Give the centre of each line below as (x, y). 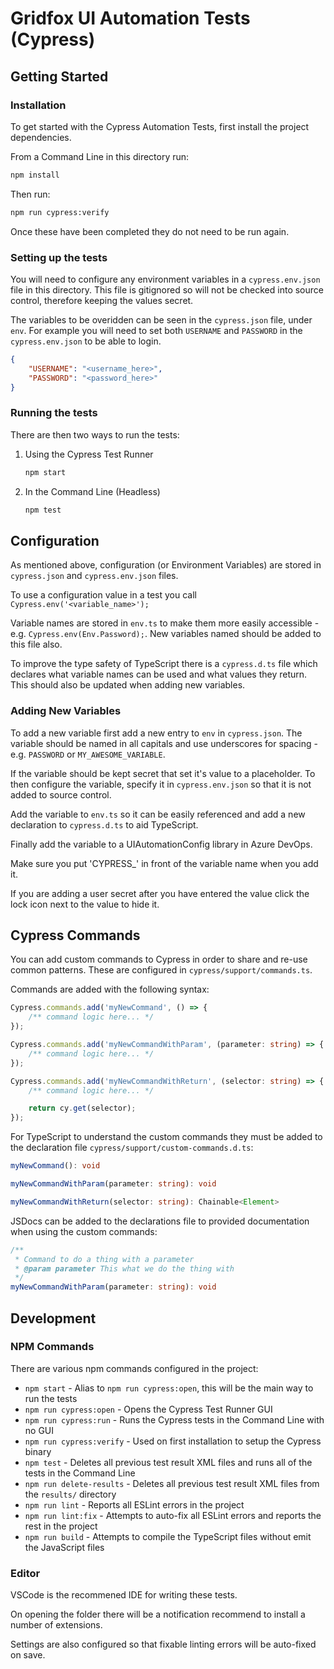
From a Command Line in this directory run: (100, 156)
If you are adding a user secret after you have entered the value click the (160, 893)
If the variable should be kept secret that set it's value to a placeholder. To (163, 773)
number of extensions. (56, 1625)
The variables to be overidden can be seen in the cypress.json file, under (161, 319)
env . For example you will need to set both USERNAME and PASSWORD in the (156, 330)
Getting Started (59, 76)
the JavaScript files (64, 1547)
